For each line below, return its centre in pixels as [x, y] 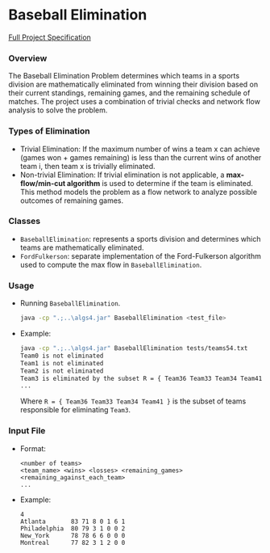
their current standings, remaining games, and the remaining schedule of [129, 93]
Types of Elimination [49, 131]
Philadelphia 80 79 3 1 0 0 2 [73, 528]
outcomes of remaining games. [72, 201]
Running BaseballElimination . [70, 303]
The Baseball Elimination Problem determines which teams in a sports [124, 76]
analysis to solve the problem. [58, 110]
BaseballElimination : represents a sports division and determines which [140, 239]
